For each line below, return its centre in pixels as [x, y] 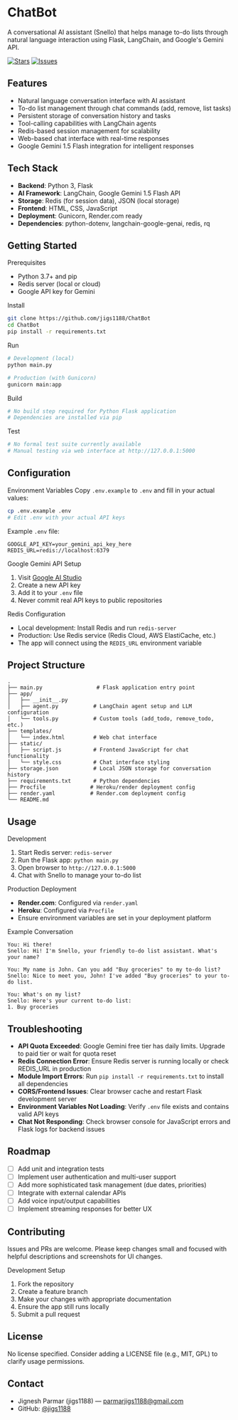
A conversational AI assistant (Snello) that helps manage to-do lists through [118, 32]
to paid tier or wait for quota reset [67, 1053]
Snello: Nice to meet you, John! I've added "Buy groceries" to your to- [119, 976]
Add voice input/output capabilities [69, 1201]
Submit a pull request [49, 1314]
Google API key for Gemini [56, 292]
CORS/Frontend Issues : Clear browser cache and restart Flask [110, 1091]
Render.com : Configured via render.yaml [78, 903]
